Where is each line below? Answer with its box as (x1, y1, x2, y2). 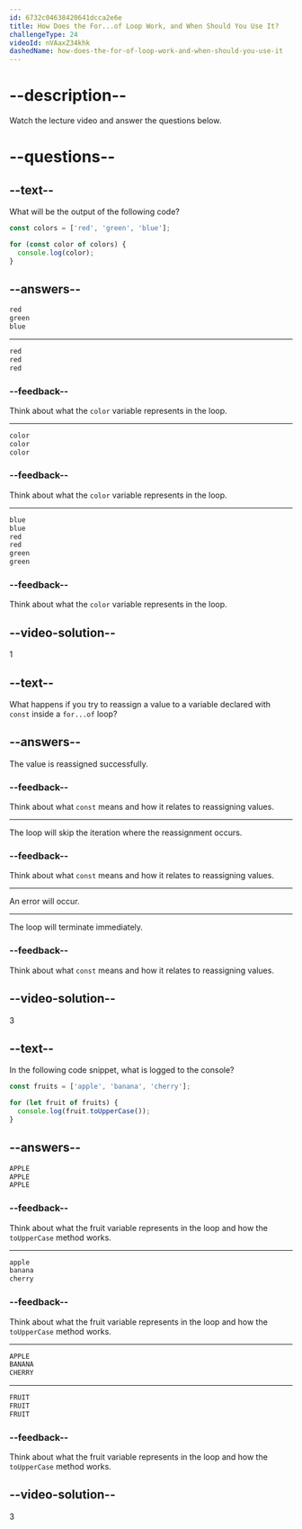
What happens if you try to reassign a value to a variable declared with (9, 699, 271, 710)
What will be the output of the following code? (9, 206, 180, 217)
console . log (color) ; (17, 248, 94, 257)
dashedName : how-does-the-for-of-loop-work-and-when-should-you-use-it (9, 47, 283, 56)
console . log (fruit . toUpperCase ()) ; (17, 1107, 151, 1116)
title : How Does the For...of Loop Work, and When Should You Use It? (9, 22, 280, 31)
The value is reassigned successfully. (9, 758, 148, 769)
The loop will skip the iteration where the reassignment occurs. (9, 827, 243, 838)
